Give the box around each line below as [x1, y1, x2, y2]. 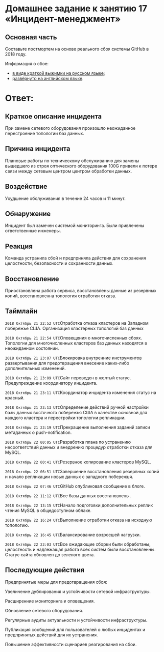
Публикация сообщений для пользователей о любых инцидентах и [5, 626, 145, 632]
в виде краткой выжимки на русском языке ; [12, 70, 105, 76]
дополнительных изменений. [5, 365, 66, 371]
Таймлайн [5, 307, 38, 315]
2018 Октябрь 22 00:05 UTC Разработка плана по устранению [5, 439, 131, 445]
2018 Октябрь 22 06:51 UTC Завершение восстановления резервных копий [5, 468, 159, 474]
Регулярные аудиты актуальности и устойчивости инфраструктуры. [5, 617, 148, 623]
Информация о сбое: [5, 61, 49, 66]
